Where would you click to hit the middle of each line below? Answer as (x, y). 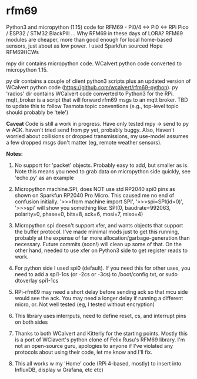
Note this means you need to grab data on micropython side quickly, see (103, 171)
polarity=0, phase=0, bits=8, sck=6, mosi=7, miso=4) (79, 214)
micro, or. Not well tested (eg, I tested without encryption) (84, 304)
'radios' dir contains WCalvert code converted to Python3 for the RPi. (90, 93)
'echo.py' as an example (44, 177)
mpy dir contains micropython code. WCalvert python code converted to (94, 63)
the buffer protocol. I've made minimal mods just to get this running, (97, 232)
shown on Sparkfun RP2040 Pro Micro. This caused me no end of (94, 195)
